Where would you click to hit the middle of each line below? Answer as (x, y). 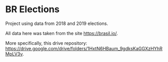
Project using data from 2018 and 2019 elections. (57, 23)
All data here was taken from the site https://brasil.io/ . (62, 33)
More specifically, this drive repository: (46, 43)
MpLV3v (14, 54)
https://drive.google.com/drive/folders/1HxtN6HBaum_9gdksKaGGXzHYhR (84, 48)
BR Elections (32, 9)
